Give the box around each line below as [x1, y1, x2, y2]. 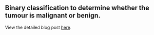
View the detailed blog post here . [5, 24, 72, 30]
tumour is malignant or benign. [5, 12, 101, 20]
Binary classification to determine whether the [5, 4, 150, 12]
